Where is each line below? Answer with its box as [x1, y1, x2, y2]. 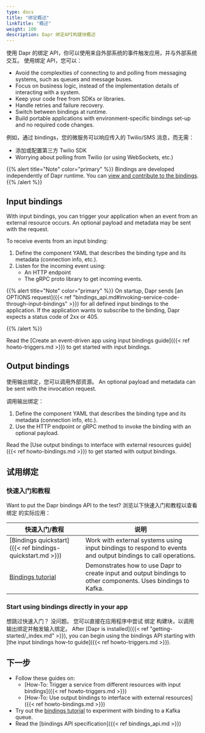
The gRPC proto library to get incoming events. [24, 275, 143, 282]
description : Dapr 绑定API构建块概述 [6, 32, 96, 38]
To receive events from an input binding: [6, 237, 108, 245]
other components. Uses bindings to [85, 576, 190, 585]
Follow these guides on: [15, 674, 75, 682]
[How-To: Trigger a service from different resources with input [24, 680, 181, 688]
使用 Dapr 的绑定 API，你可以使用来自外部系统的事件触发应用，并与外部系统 [6, 50, 197, 57]
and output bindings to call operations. [85, 551, 196, 560]
